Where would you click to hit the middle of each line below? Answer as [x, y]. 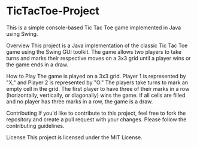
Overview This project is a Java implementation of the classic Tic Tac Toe [97, 45]
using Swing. [22, 33]
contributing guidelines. [35, 125]
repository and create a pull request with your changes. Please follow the [96, 119]
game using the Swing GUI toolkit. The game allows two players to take [94, 51]
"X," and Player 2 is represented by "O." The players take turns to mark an [97, 82]
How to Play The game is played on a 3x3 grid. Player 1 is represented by [96, 76]
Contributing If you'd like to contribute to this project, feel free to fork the [96, 113]
